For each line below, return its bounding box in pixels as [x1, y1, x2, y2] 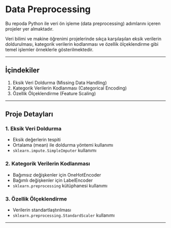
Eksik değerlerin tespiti [12, 136, 61, 143]
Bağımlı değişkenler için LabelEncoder [12, 177, 93, 183]
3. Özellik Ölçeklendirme [5, 195, 67, 202]
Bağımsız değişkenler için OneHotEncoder [12, 172, 101, 178]
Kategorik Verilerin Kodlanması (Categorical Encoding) [12, 85, 127, 91]
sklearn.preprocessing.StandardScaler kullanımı [12, 212, 115, 218]
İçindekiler [5, 66, 40, 75]
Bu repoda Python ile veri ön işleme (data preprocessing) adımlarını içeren [5, 20, 161, 26]
